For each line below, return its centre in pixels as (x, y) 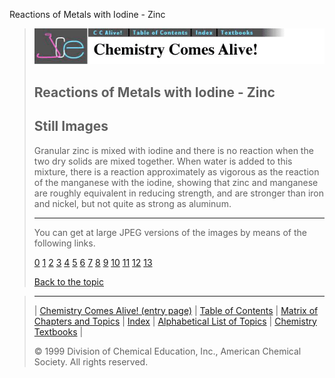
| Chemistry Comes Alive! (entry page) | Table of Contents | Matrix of (176, 310)
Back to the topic (68, 281)
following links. (64, 243)
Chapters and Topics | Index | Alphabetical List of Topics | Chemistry (175, 321)
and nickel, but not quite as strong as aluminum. (132, 203)
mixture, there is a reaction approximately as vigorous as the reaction (176, 171)
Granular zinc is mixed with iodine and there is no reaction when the (173, 150)
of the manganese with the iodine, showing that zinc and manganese (176, 182)
